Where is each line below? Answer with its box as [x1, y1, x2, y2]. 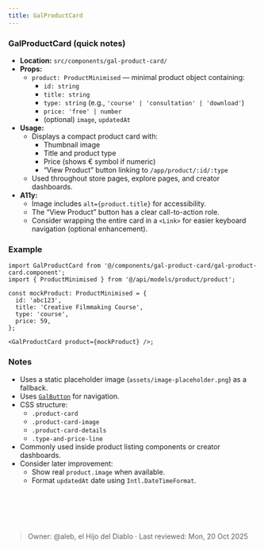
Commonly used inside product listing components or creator [19, 441, 220, 452]
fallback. [19, 383, 48, 392]
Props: [19, 64, 43, 74]
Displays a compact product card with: [31, 132, 159, 141]
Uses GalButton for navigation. [19, 391, 121, 401]
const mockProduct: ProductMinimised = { [8, 290, 147, 298]
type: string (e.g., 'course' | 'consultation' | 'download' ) [43, 97, 245, 107]
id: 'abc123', [15, 296, 62, 305]
